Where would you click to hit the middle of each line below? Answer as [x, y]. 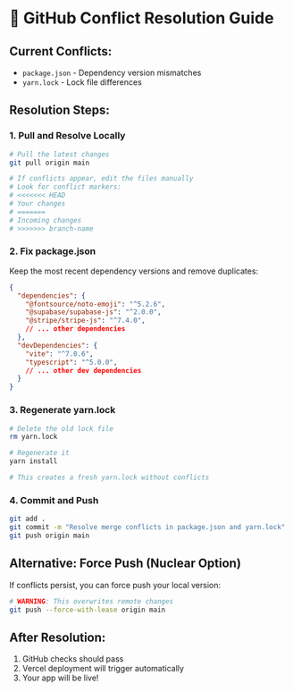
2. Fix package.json [53, 251]
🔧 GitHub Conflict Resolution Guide [142, 18]
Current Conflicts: [61, 51]
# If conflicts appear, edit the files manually [101, 179]
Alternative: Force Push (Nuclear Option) [125, 564]
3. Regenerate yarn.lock [63, 410]
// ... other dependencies [75, 329]
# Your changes [38, 204]
